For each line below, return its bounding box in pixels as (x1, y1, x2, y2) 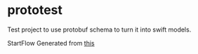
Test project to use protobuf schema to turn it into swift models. (7, 25, 192, 34)
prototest (7, 2, 63, 18)
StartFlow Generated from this (7, 39, 95, 47)
